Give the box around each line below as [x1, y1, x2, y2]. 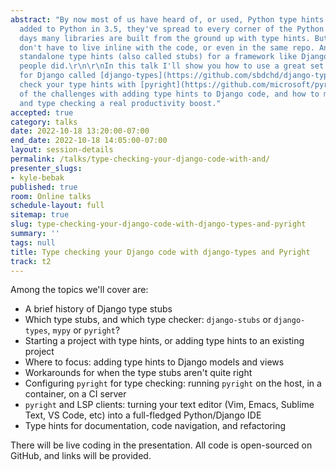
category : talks [10, 117, 78, 127]
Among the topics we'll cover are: [10, 284, 149, 296]
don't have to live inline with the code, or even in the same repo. [19, 42, 315, 53]
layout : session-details [10, 145, 114, 155]
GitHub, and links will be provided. [10, 450, 152, 462]
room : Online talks [10, 191, 92, 201]
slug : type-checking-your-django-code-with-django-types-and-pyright [10, 219, 307, 230]
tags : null [10, 237, 56, 248]
